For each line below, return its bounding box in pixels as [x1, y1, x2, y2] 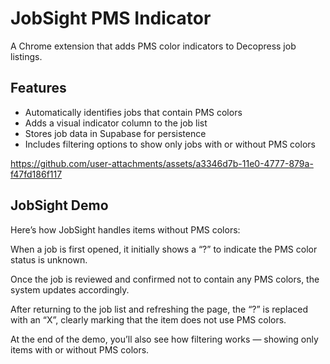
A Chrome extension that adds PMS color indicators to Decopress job [10, 40, 297, 52]
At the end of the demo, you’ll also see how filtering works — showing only [10, 333, 319, 345]
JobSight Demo [10, 197, 109, 214]
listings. [10, 50, 43, 62]
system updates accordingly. [10, 283, 130, 296]
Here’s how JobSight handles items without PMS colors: [10, 223, 241, 236]
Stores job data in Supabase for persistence [24, 127, 207, 139]
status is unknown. [10, 253, 88, 266]
